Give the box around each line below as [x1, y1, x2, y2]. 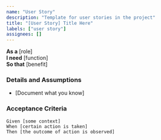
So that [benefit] [6, 61, 48, 68]
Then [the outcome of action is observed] [6, 129, 115, 135]
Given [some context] [6, 118, 61, 124]
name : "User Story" [6, 8, 56, 15]
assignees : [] [6, 31, 42, 37]
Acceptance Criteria [6, 104, 67, 113]
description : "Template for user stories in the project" [6, 14, 156, 21]
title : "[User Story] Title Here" [6, 20, 94, 26]
